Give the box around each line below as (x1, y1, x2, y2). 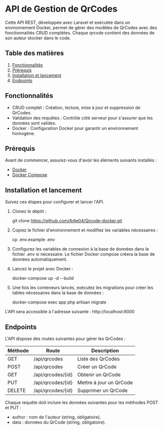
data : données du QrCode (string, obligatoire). (12, 419, 106, 425)
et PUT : (5, 405, 22, 411)
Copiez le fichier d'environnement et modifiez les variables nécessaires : (12, 227, 158, 233)
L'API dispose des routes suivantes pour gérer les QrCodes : (5, 336, 126, 341)
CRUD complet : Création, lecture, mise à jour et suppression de (12, 105, 141, 110)
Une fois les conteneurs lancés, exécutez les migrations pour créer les (12, 285, 153, 290)
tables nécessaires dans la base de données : (12, 290, 104, 296)
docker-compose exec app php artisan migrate (12, 299, 107, 305)
